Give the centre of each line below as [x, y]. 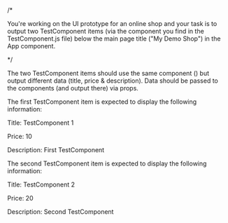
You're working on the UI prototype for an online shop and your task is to [112, 23]
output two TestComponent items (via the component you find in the [106, 31]
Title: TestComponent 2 [41, 184]
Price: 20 [20, 198]
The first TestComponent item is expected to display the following [102, 102]
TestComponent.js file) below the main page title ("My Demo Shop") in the [114, 39]
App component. [31, 46]
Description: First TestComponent [56, 150]
